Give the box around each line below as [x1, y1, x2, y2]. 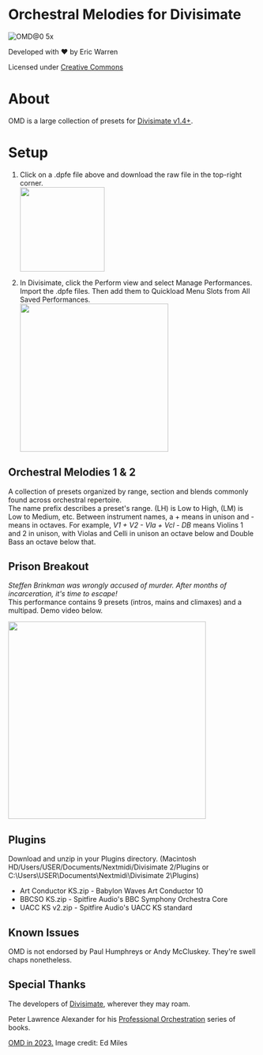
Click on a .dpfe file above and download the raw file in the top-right [19, 170, 242, 179]
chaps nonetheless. [8, 956, 73, 965]
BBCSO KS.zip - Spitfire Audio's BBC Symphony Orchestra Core [19, 895, 228, 904]
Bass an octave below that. [8, 537, 96, 546]
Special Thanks [8, 978, 86, 992]
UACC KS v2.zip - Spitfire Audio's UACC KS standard [19, 903, 193, 913]
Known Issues [8, 925, 80, 939]
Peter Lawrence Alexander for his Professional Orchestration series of [8, 1014, 236, 1023]
